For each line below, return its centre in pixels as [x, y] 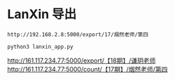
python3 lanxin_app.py [40, 47]
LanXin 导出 [42, 14]
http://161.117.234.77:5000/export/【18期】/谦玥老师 [82, 61]
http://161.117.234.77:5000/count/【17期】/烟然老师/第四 [87, 69]
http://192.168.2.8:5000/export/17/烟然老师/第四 [78, 34]
